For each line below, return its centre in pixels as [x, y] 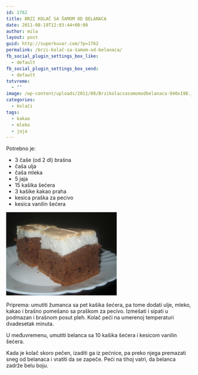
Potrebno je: [21, 148]
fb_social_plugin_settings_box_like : [52, 56]
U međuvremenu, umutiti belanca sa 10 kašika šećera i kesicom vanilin [92, 335]
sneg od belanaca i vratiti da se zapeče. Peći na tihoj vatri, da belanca [91, 359]
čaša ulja [25, 166]
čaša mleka [29, 173]
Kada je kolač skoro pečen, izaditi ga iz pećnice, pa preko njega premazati [96, 353]
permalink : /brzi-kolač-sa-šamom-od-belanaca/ [64, 50]
